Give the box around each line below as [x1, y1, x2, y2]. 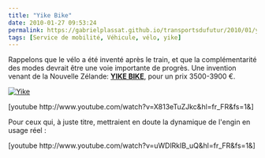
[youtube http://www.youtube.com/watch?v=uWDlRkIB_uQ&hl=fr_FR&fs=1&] [8, 141, 256, 150]
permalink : [8, 26, 44, 34]
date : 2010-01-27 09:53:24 [8, 19, 97, 27]
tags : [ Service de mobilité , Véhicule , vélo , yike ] [8, 33, 181, 42]
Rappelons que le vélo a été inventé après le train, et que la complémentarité [8, 55, 257, 64]
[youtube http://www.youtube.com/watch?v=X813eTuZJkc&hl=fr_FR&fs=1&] [8, 102, 254, 112]
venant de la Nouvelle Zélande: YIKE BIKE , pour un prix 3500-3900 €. [8, 72, 236, 81]
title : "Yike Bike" [8, 11, 73, 20]
